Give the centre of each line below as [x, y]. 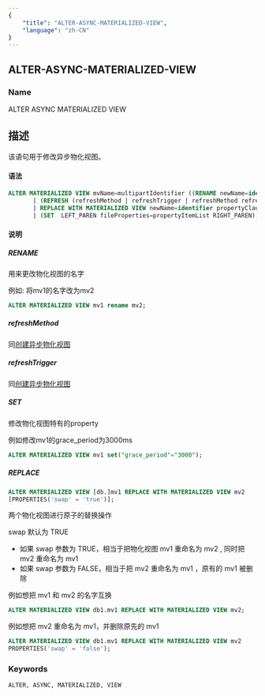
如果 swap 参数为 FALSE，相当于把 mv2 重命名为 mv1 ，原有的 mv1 [129, 569]
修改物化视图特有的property [53, 423]
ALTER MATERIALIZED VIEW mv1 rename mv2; [77, 306]
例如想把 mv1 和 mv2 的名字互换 [60, 595]
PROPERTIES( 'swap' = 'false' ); [60, 649]
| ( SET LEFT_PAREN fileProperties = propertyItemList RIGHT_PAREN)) [146, 215]
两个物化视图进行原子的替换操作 [60, 515]
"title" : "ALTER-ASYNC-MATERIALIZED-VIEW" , [95, 23]
